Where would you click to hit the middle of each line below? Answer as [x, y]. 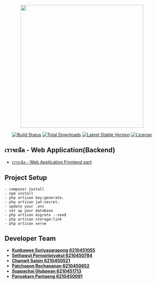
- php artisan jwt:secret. [32, 202]
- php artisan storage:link [33, 219]
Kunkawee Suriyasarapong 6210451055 [53, 250]
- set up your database [29, 211]
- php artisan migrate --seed [36, 215]
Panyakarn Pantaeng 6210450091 [47, 276]
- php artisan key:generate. [34, 198]
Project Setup [26, 178]
